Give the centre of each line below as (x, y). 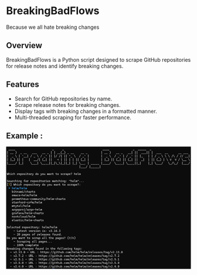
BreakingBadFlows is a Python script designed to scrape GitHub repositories (98, 59)
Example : (24, 135)
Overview (24, 46)
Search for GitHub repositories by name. (63, 99)
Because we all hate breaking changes (53, 27)
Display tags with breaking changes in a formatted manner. (86, 111)
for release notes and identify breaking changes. (65, 66)
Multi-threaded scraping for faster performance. (73, 117)
